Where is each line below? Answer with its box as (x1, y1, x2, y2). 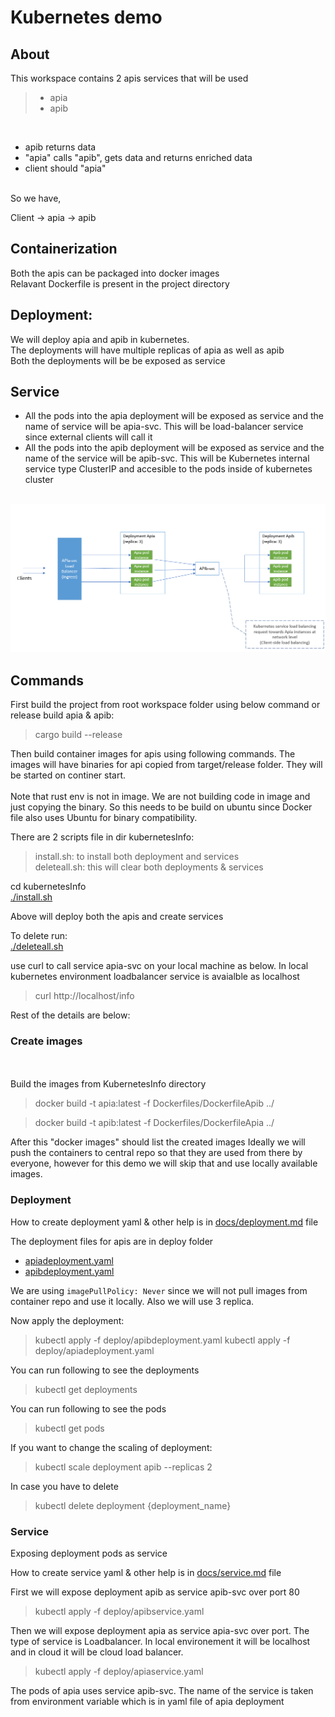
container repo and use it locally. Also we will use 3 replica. (10, 1295, 255, 1307)
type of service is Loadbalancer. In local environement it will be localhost (10, 1635, 311, 1647)
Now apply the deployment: (10, 1314, 125, 1326)
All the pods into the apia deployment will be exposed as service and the (24, 410, 324, 422)
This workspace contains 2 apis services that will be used (10, 72, 249, 84)
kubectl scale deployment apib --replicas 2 (34, 1461, 213, 1473)
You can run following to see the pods (10, 1402, 167, 1415)
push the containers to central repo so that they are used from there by (10, 1147, 303, 1159)
